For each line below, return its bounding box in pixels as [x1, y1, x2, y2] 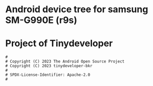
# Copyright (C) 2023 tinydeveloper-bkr [5, 64, 93, 69]
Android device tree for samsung [5, 4, 148, 15]
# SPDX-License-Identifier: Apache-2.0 [5, 72, 91, 77]
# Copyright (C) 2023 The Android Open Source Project [5, 59, 125, 64]
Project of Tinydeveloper [5, 38, 113, 49]
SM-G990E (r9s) [5, 14, 78, 26]
